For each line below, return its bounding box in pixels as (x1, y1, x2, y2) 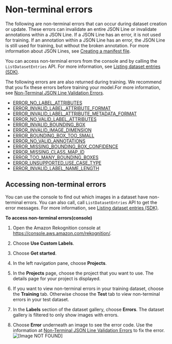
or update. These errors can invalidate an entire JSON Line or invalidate (5, 26, 157, 32)
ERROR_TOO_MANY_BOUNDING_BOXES (12, 154, 99, 160)
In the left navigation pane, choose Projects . (12, 260, 107, 266)
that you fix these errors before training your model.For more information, (5, 84, 161, 90)
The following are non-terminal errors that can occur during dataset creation (5, 21, 167, 27)
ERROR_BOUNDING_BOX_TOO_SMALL (12, 132, 94, 138)
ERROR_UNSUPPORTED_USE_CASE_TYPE (12, 159, 102, 166)
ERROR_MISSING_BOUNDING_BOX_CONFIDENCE (12, 143, 119, 150)
